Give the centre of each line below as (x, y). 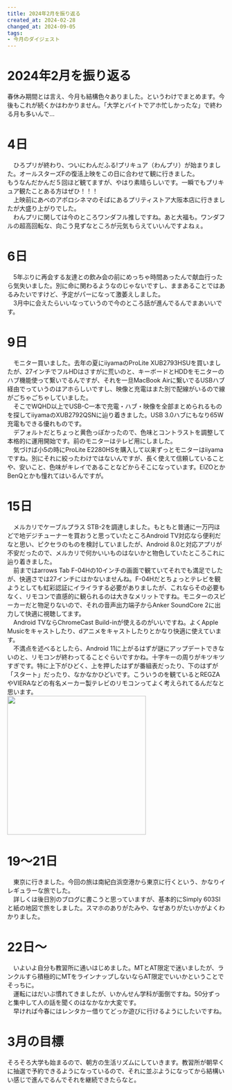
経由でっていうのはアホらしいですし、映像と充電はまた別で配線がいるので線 (116, 389)
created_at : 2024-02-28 (42, 20)
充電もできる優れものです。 (46, 424)
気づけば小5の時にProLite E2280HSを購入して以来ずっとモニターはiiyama (118, 449)
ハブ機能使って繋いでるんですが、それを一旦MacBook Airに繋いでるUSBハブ (116, 380)
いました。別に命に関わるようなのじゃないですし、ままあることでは (122, 285)
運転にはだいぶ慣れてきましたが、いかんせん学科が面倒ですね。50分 (110, 993)
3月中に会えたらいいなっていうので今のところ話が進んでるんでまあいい (115, 303)
